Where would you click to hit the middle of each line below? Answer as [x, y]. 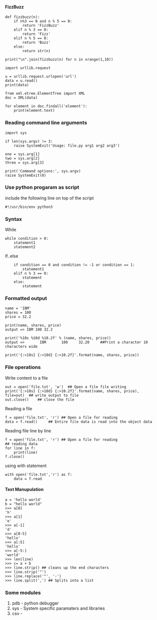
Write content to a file [27, 378]
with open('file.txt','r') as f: [39, 474]
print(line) [26, 452]
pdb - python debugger [35, 603]
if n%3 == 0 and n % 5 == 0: [43, 21]
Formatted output [26, 299]
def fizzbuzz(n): [22, 17]
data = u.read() [21, 81]
